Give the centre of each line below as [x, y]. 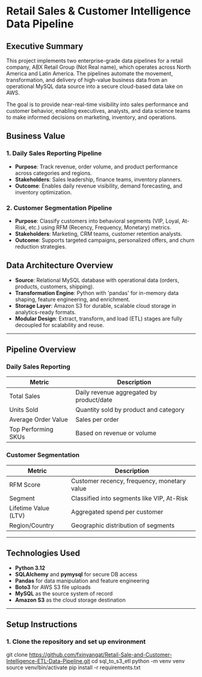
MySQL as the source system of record [64, 593]
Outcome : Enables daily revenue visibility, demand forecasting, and [99, 186]
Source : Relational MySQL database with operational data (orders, [97, 280]
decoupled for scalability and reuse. [59, 325]
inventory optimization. [43, 192]
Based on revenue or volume [116, 433]
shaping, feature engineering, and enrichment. [72, 299]
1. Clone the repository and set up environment [76, 641]
